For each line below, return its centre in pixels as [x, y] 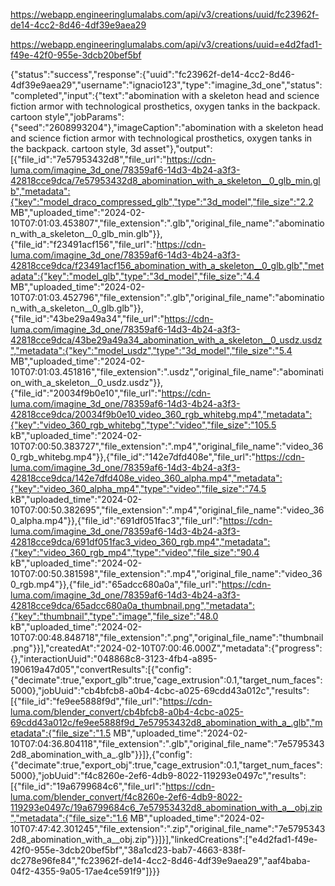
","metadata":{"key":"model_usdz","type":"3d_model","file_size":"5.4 [151, 350]
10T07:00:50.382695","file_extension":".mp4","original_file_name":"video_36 [167, 510]
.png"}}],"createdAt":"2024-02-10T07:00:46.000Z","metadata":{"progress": [166, 648]
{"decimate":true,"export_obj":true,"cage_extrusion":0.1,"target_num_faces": [166, 765]
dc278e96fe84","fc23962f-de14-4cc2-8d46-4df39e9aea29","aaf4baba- [161, 860]
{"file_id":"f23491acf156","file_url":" [83, 244]
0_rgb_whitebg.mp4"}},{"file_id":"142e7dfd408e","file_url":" [133, 457]
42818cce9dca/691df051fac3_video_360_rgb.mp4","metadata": [140, 542]
